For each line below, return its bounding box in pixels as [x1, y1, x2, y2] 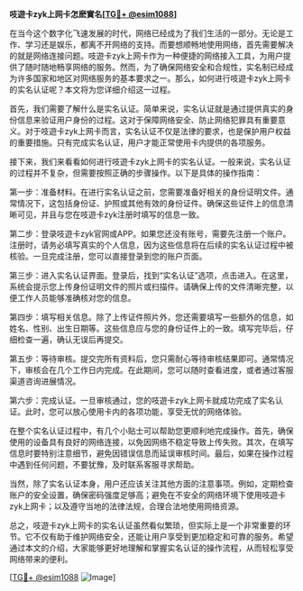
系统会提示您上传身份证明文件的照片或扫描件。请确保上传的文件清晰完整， [9, 281, 286, 292]
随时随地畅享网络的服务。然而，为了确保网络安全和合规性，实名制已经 [24, 62, 286, 72]
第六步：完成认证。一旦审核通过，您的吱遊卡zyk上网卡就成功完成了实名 [9, 396, 276, 405]
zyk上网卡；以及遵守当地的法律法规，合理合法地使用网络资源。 [9, 501, 244, 512]
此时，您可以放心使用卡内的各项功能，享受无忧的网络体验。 [24, 406, 246, 417]
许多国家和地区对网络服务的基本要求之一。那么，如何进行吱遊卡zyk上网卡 [16, 73, 291, 84]
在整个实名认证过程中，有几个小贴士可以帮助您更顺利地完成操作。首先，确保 [9, 425, 294, 436]
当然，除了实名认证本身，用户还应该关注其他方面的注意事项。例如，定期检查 [9, 478, 294, 489]
